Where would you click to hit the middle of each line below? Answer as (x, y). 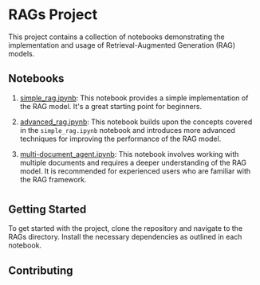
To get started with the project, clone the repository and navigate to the (126, 228)
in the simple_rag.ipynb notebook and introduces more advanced (127, 130)
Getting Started (47, 209)
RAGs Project (53, 15)
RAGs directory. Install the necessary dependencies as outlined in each (125, 237)
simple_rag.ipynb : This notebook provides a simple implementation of (134, 98)
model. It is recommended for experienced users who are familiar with (135, 171)
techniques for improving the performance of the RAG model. (120, 139)
